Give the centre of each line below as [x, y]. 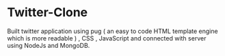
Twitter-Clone [48, 12]
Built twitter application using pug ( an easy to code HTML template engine [112, 31]
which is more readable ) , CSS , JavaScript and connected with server [107, 38]
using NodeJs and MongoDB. [49, 45]
